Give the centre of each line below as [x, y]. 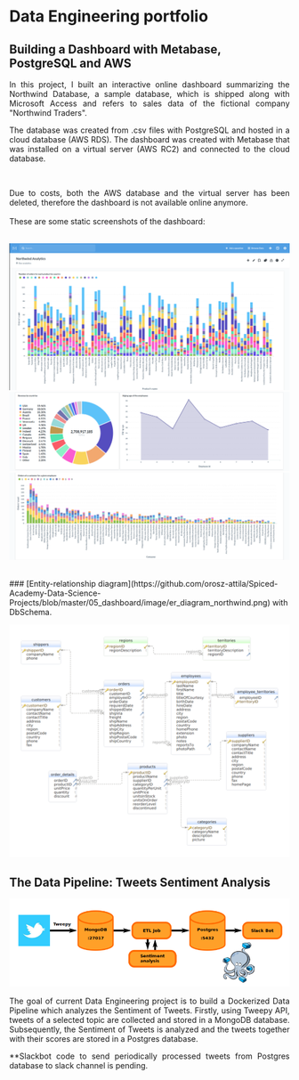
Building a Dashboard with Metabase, [115, 49]
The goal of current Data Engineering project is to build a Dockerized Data [149, 1001]
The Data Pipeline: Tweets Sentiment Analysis [140, 882]
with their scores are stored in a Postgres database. [104, 1038]
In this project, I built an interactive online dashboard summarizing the [149, 85]
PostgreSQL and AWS [70, 63]
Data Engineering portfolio [109, 16]
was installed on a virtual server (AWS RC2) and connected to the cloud [149, 149]
